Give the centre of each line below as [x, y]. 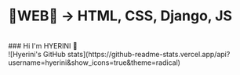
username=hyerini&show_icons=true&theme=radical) [94, 62]
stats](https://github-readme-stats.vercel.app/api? [149, 54]
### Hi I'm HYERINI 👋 [43, 45]
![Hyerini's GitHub [37, 54]
